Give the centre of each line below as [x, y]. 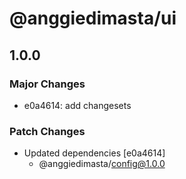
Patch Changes [47, 131]
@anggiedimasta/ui [93, 18]
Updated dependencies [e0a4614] [94, 153]
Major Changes [47, 84]
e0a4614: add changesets [77, 105]
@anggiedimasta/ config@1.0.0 [102, 164]
